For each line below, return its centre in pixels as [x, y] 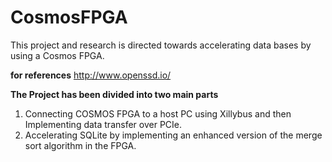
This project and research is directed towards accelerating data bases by [161, 45]
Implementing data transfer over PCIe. [103, 124]
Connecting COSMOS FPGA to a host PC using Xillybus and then [158, 113]
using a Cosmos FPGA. [57, 55]
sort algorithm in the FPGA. [80, 145]
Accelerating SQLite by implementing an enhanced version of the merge [173, 135]
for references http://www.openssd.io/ [91, 75]
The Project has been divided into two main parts [114, 94]
